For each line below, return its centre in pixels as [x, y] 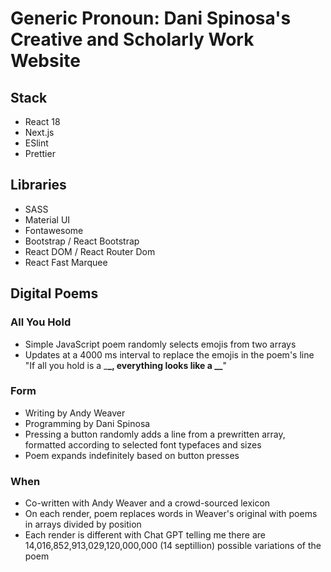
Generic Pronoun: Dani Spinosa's [151, 18]
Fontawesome [54, 230]
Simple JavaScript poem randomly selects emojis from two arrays [160, 344]
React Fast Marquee [66, 262]
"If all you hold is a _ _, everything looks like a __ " [125, 365]
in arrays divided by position [83, 524]
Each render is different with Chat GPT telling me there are [145, 535]
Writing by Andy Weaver [75, 413]
